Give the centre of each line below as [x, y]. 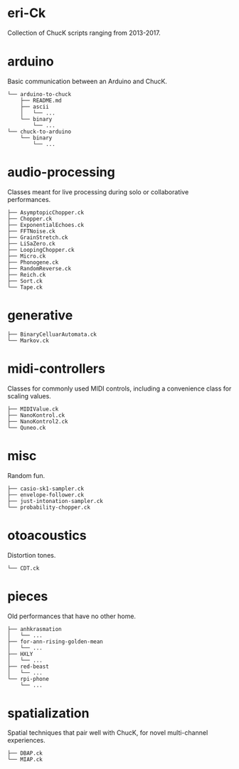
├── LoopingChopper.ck [41, 250]
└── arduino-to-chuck [39, 94]
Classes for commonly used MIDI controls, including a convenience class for [119, 388]
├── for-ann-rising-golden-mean [55, 642]
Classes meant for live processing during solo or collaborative [98, 192]
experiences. [27, 741]
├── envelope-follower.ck [46, 495]
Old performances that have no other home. [72, 616]
